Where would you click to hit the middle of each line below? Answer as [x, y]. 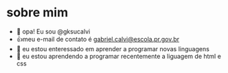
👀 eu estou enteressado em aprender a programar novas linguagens [113, 48]
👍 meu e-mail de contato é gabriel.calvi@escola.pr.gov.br [98, 39]
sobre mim [37, 13]
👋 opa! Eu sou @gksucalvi [53, 31]
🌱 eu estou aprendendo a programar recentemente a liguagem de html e [118, 56]
